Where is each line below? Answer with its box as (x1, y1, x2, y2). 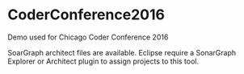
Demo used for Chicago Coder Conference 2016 (7, 32, 169, 42)
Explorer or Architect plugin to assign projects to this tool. (7, 56, 200, 66)
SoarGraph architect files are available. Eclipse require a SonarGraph (7, 47, 237, 57)
